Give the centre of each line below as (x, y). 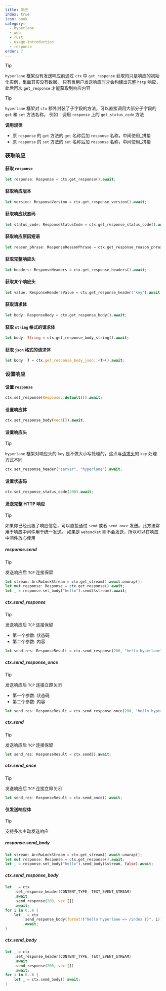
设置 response (19, 387)
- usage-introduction (32, 42)
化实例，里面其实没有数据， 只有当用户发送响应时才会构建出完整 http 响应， (83, 82)
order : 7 (14, 51)
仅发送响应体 (18, 809)
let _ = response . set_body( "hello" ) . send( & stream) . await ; (66, 591)
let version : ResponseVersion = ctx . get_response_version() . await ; (76, 202)
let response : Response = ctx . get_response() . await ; (61, 179)
